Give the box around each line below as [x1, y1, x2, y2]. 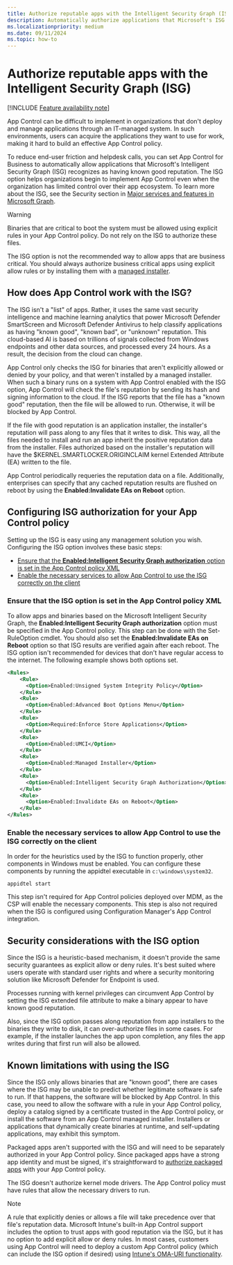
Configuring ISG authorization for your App [7, 506, 198, 518]
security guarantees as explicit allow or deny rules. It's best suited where [7, 961, 216, 969]
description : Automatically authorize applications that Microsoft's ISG [7, 17, 225, 24]
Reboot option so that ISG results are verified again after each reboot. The [7, 640, 220, 650]
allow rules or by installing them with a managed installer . [7, 267, 171, 275]
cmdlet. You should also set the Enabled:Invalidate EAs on [40, 634, 209, 642]
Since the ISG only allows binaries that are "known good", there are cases [7, 1078, 218, 1086]
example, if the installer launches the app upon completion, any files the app [7, 1032, 225, 1041]
